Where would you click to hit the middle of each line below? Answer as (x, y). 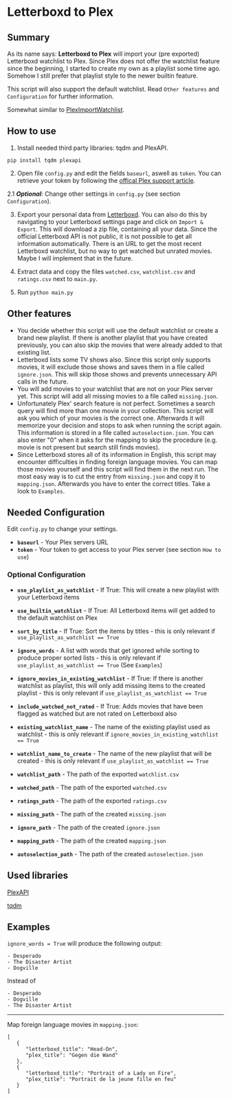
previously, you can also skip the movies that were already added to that (120, 345)
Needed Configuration (56, 513)
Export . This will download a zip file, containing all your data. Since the (117, 229)
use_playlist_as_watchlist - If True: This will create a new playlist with (118, 590)
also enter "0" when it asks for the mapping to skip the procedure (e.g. (117, 440)
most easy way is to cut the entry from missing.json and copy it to (111, 476)
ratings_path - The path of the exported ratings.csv (92, 801)
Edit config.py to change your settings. (63, 529)
